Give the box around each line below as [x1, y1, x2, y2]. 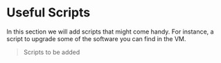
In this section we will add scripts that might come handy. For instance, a [6, 27, 214, 36]
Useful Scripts [6, 5, 91, 21]
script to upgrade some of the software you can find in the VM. [6, 34, 186, 42]
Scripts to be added [23, 48, 80, 56]
